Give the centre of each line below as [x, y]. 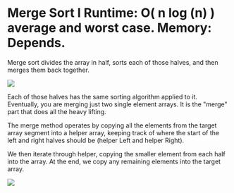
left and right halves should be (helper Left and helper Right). [96, 140]
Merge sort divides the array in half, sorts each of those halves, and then [113, 62]
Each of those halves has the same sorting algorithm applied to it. [102, 96]
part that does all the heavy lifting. [57, 111]
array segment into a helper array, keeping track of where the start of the [113, 132]
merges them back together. [48, 70]
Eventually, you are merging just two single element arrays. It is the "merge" [117, 104]
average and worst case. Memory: [110, 28]
